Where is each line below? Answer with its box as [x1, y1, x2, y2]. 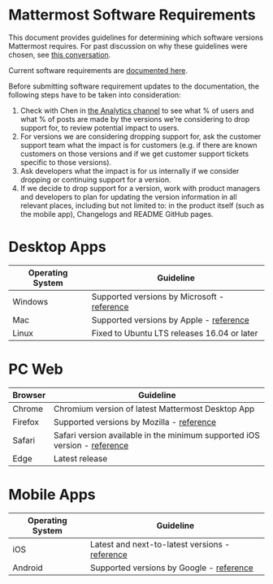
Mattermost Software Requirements [8, 6, 256, 24]
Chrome [12, 403, 43, 414]
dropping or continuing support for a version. [19, 175, 171, 184]
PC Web [8, 360, 63, 379]
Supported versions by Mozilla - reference [53, 416, 217, 427]
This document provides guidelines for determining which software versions [8, 32, 264, 42]
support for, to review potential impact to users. [19, 123, 180, 132]
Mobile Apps [8, 486, 96, 504]
